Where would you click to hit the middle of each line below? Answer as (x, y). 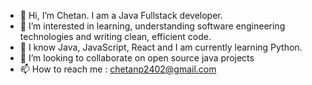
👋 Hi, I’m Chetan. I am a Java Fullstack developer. (121, 15)
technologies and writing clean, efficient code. (115, 36)
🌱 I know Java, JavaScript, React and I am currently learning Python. (161, 47)
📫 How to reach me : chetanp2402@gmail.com (118, 69)
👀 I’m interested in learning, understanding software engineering (152, 26)
